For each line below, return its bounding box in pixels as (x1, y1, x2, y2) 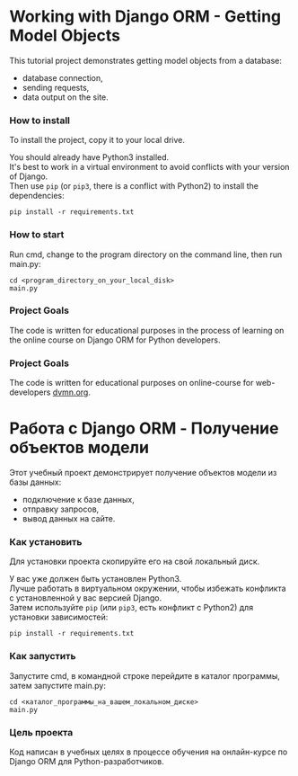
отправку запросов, (22, 504, 100, 514)
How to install (9, 114, 70, 127)
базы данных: (9, 477, 62, 487)
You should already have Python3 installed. (9, 152, 170, 163)
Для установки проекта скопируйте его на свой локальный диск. (9, 556, 260, 567)
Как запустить (9, 650, 76, 663)
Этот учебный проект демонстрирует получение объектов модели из (9, 468, 277, 478)
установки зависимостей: (9, 611, 109, 622)
